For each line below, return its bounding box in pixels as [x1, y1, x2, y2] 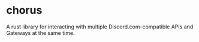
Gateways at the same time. [6, 29, 75, 36]
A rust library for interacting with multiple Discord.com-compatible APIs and [6, 23, 194, 30]
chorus [6, 4, 43, 17]
